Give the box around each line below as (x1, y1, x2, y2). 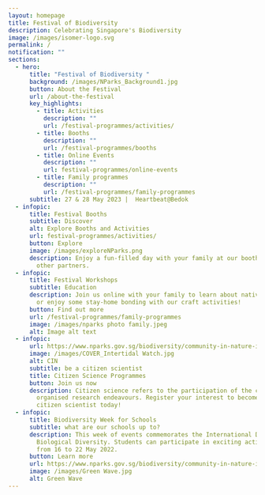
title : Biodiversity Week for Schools (28, 416, 157, 424)
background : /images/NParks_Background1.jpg (28, 77, 178, 85)
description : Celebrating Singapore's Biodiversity (8, 26, 181, 34)
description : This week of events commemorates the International (28, 430, 252, 439)
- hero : (15, 63, 41, 71)
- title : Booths (36, 129, 90, 137)
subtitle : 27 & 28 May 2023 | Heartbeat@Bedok (28, 195, 189, 203)
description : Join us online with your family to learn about (28, 291, 238, 299)
